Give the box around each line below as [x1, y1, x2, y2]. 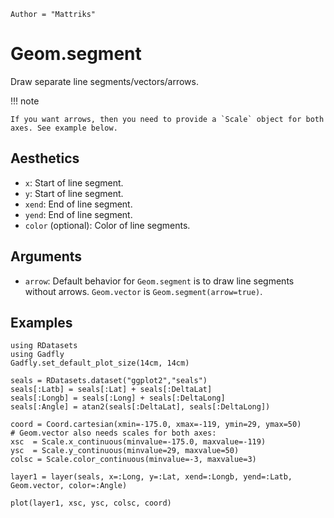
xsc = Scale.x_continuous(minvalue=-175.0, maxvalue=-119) [10, 437, 267, 447]
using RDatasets [10, 341, 78, 351]
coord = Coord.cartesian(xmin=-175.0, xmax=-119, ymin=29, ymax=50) [10, 420, 302, 430]
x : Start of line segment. [24, 176, 124, 189]
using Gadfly [10, 350, 65, 360]
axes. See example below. [10, 123, 118, 133]
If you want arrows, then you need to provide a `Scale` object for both [10, 114, 325, 124]
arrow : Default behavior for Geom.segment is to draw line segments [24, 275, 295, 287]
